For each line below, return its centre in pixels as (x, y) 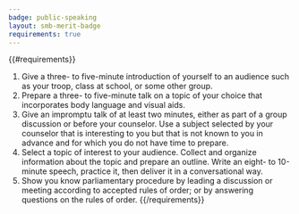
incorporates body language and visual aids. (103, 105)
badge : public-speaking (53, 17)
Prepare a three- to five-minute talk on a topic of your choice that (142, 95)
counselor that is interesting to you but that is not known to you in (142, 134)
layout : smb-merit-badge (55, 26)
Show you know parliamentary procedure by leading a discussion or (147, 181)
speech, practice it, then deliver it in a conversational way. (156, 171)
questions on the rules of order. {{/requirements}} (113, 200)
